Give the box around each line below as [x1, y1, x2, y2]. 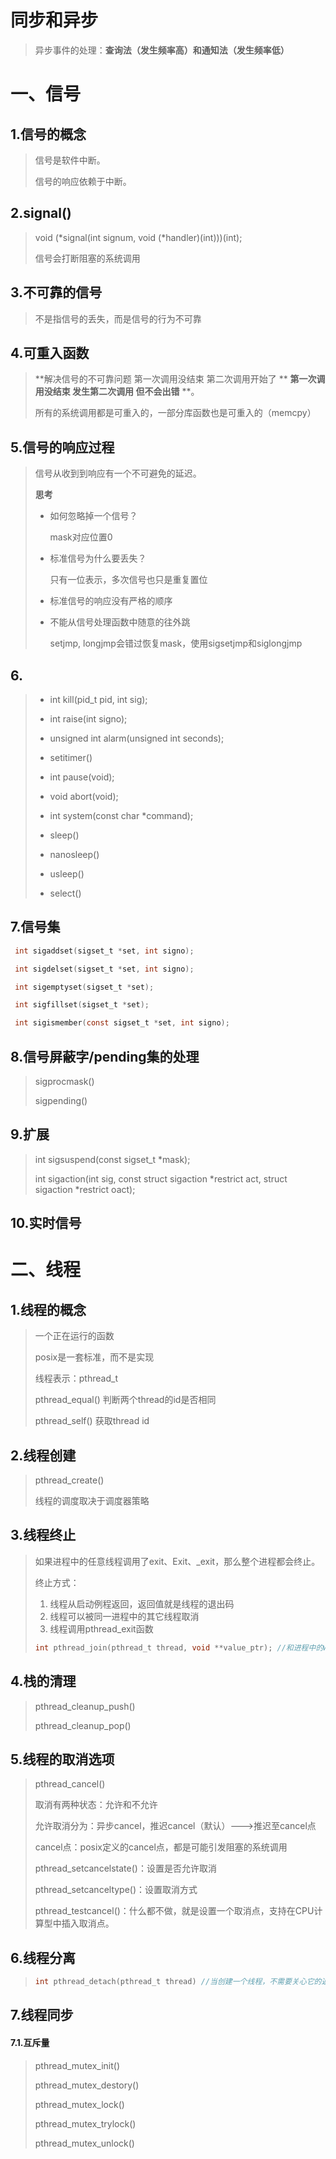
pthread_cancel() [34, 1778, 106, 1790]
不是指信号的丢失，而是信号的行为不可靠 [34, 312, 202, 325]
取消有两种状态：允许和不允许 [34, 1799, 158, 1811]
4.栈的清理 [10, 1673, 77, 1690]
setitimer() [49, 752, 93, 763]
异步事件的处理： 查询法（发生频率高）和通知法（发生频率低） [34, 44, 290, 56]
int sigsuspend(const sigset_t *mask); [34, 1153, 191, 1165]
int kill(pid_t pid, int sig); [49, 694, 148, 705]
